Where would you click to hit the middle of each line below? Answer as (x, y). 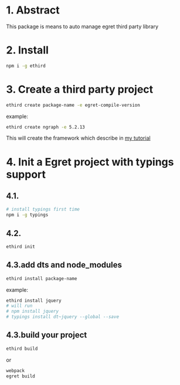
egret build (21, 376)
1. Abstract (33, 10)
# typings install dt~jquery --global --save (62, 317)
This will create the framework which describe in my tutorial (78, 138)
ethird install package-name (42, 278)
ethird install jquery (34, 300)
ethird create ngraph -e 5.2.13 (45, 127)
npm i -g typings (27, 215)
